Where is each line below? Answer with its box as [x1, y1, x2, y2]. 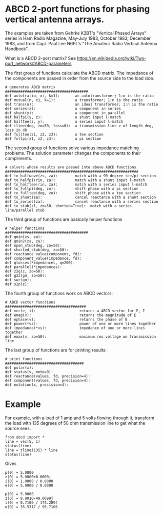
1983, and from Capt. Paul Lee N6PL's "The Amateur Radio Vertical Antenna [5, 40, 158, 46]
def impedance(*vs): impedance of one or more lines [5, 325, 145, 330]
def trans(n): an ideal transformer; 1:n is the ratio [5, 102, 159, 107]
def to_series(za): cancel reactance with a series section [5, 199, 159, 204]
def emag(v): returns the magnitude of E [5, 313, 137, 318]
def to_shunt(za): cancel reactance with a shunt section [5, 195, 156, 200]
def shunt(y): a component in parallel [5, 110, 125, 115]
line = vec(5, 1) [5, 439, 41, 444]
